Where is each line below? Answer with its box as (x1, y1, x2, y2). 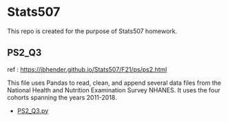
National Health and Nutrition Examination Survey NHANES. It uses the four (7, 85, 220, 94)
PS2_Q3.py (17, 106, 49, 114)
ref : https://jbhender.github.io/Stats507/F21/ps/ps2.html (7, 65, 167, 73)
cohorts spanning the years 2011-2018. (7, 93, 117, 101)
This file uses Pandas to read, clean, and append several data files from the (7, 79, 222, 87)
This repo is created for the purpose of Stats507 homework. (7, 27, 178, 35)
